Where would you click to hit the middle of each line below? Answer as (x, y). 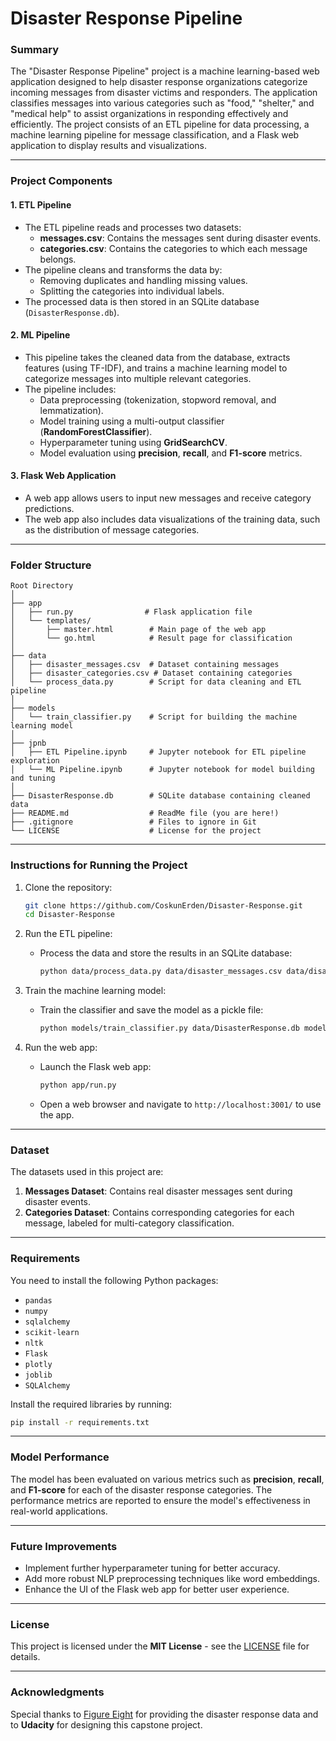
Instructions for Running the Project (99, 865)
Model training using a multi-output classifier (132, 421)
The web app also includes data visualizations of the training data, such (172, 519)
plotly (38, 1364)
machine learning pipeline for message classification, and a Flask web (155, 135)
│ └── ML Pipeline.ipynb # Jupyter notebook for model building (162, 770)
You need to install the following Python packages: (114, 1280)
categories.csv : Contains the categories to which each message (173, 248)
